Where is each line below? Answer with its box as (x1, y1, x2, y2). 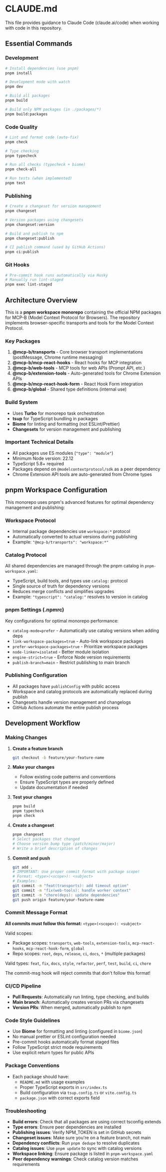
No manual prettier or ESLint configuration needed (12, 1034, 116, 1040)
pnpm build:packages (5, 111, 48, 117)
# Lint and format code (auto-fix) (5, 135, 79, 140)
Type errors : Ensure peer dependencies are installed (12, 1124, 122, 1130)
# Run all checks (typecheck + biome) (5, 162, 86, 167)
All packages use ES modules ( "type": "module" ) (12, 450, 114, 456)
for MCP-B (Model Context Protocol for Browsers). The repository (5, 314, 140, 321)
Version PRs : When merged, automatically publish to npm (12, 1005, 132, 1011)
